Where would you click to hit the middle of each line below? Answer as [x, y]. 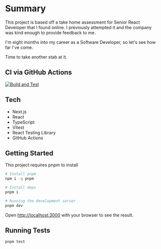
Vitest [18, 127]
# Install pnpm [21, 174]
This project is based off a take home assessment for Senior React [73, 22]
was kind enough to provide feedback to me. [50, 32]
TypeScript [23, 122]
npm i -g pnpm [20, 179]
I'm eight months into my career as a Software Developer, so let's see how [80, 42]
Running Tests [28, 231]
